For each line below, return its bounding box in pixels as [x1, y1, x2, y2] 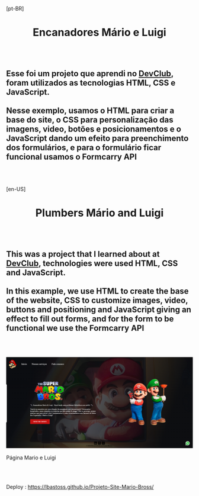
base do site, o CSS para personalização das [6, 115, 174, 125]
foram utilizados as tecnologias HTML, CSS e [6, 78, 176, 88]
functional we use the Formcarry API [6, 323, 145, 333]
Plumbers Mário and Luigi [35, 206, 164, 220]
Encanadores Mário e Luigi [32, 26, 167, 39]
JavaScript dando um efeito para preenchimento [6, 133, 189, 144]
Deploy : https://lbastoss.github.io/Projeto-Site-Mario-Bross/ [6, 484, 154, 491]
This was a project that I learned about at [6, 249, 160, 259]
